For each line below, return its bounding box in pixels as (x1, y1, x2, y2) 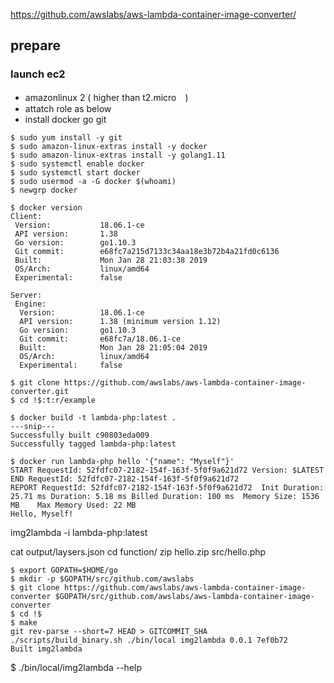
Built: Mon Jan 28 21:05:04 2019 (19, 342, 208, 353)
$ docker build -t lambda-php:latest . (10, 412, 177, 423)
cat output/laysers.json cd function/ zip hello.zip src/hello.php (10, 545, 267, 558)
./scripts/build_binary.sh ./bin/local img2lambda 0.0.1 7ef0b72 (10, 635, 288, 645)
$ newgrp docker (10, 185, 78, 195)
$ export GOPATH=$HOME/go (10, 565, 118, 575)
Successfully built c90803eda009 (10, 430, 150, 440)
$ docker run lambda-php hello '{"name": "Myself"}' (10, 456, 235, 466)
